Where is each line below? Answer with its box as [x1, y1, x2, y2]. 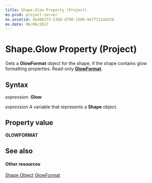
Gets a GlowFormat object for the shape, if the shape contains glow [5, 60, 147, 67]
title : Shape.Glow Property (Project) [5, 7, 87, 13]
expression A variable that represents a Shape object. [5, 104, 118, 110]
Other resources [5, 161, 41, 167]
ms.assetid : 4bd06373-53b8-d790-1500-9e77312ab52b [5, 17, 115, 22]
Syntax [5, 80, 28, 89]
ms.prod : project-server [5, 12, 58, 17]
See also [5, 147, 33, 156]
